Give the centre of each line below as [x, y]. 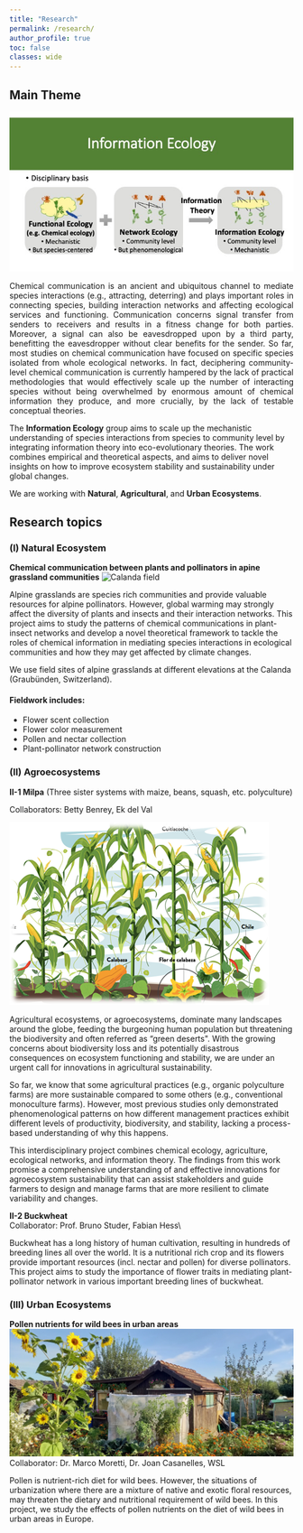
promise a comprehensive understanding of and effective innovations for [145, 1169]
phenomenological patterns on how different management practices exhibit [149, 1113]
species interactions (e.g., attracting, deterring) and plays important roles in [151, 296]
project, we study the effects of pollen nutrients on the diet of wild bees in [147, 1510]
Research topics [56, 522]
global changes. [39, 476]
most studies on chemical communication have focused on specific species [151, 353]
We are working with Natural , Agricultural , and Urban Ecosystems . [135, 494]
